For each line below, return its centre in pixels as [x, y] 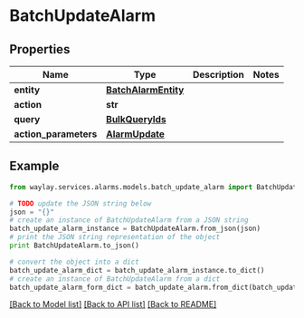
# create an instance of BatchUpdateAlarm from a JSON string [129, 220]
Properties [40, 49]
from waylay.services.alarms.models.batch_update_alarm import [131, 187]
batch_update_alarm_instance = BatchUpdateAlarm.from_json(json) [135, 229]
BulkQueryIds [136, 119]
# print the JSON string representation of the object [115, 237]
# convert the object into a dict [75, 262]
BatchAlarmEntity [145, 90]
